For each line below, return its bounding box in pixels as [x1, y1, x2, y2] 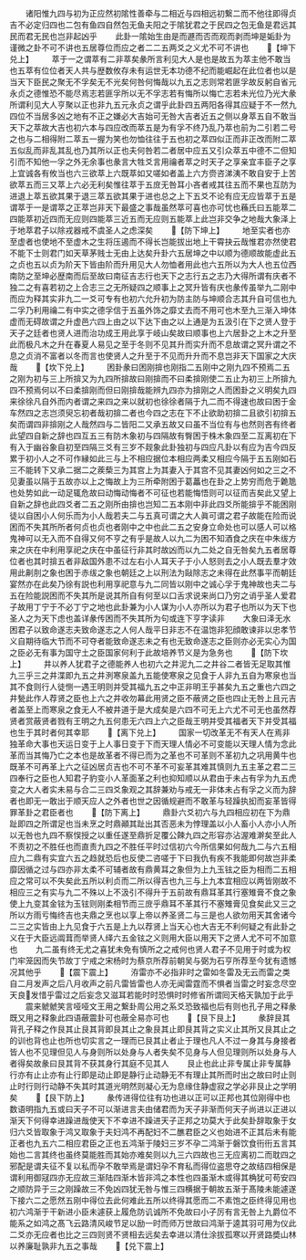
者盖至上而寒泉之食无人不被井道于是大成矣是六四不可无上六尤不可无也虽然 [9, 704, 289, 715]
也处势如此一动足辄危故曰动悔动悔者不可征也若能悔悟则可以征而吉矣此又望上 [9, 488, 297, 498]
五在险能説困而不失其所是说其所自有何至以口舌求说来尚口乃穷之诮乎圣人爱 [9, 590, 289, 601]
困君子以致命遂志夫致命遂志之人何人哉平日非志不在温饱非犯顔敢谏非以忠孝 [9, 625, 289, 635]
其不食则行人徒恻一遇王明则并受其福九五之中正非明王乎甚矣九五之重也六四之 [9, 681, 297, 692]
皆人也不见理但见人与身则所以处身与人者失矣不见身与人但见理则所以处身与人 [9, 1046, 297, 1057]
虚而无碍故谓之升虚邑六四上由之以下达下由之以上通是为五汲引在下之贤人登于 [9, 316, 297, 327]
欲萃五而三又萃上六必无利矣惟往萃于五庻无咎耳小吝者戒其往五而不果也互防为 [9, 179, 297, 190]
